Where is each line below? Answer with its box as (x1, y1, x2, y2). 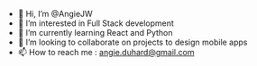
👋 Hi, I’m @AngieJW (17, 9, 93, 19)
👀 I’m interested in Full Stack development (17, 18, 174, 29)
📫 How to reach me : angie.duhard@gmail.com (17, 47, 195, 57)
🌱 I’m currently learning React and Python (17, 28, 173, 37)
